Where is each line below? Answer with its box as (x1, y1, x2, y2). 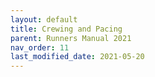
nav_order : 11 (10, 42, 70, 53)
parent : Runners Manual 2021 (10, 33, 132, 43)
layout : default (10, 14, 78, 25)
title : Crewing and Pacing (10, 24, 123, 34)
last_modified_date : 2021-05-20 (10, 52, 145, 62)
